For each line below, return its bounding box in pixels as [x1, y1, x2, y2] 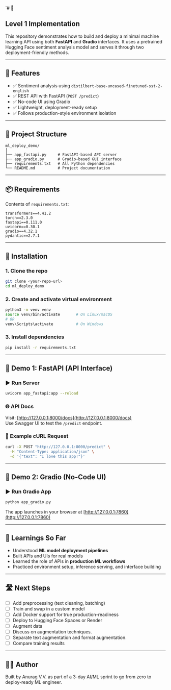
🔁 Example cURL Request [5, 433, 69, 440]
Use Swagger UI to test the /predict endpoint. [5, 420, 103, 426]
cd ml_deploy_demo [5, 283, 44, 288]
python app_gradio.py [5, 500, 51, 505]
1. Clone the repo [5, 267, 48, 274]
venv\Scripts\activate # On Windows [5, 322, 103, 327]
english [12, 88, 29, 93]
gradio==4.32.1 [5, 229, 38, 234]
